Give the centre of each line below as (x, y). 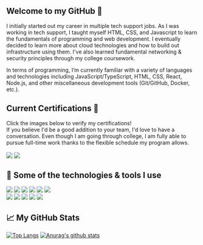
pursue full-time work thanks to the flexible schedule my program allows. (98, 142)
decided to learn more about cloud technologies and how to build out (93, 45)
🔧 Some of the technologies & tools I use (84, 175)
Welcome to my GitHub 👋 (54, 11)
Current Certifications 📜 (53, 109)
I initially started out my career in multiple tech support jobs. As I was (93, 26)
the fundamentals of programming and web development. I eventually (94, 39)
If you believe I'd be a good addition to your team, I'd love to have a (91, 129)
